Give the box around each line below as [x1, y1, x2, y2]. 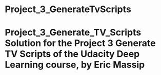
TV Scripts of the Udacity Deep [5, 48, 140, 60]
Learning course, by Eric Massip [5, 59, 145, 70]
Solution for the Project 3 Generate [5, 37, 156, 49]
